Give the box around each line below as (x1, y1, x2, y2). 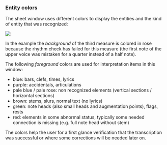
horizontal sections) (12, 93, 54, 99)
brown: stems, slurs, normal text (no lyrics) (12, 98, 103, 104)
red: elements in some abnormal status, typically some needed (12, 114, 145, 121)
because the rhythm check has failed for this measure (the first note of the (5, 46, 162, 52)
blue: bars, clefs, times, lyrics (12, 76, 75, 82)
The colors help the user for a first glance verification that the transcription (5, 129, 162, 136)
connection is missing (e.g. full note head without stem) (12, 120, 130, 126)
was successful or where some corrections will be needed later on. (5, 135, 146, 141)
